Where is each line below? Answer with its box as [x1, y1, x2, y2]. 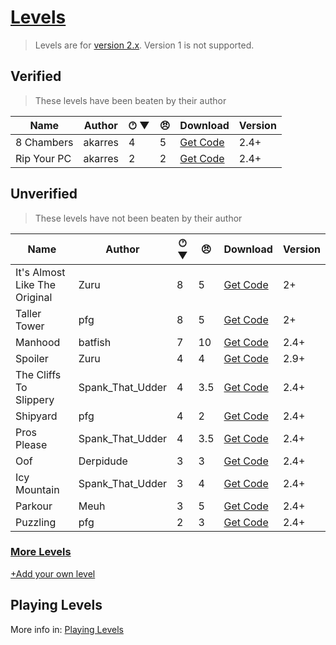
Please [15, 437, 48, 451]
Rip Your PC [15, 151, 72, 165]
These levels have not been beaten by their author [34, 212, 243, 224]
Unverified [10, 186, 78, 203]
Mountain [15, 482, 60, 496]
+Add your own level [10, 567, 96, 580]
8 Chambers [15, 135, 74, 149]
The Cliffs [15, 367, 62, 381]
